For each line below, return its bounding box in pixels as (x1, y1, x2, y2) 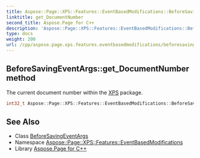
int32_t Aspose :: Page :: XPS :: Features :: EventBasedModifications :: (6, 100, 171, 106)
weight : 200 (6, 36, 36, 42)
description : (6, 25, 39, 31)
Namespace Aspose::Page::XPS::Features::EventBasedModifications (14, 139, 183, 146)
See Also (6, 116, 40, 127)
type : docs (6, 31, 33, 37)
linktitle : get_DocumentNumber (6, 14, 84, 20)
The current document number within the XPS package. (6, 89, 143, 96)
